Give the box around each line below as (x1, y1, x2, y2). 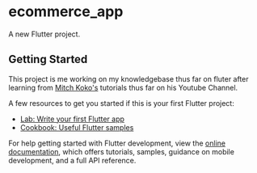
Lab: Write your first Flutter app (19, 114, 125, 124)
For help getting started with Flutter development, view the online (8, 138, 226, 148)
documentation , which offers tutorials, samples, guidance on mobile (8, 146, 234, 156)
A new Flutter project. (8, 29, 81, 39)
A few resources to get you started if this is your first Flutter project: (8, 98, 234, 108)
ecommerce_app (8, 2, 124, 21)
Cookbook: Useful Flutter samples (19, 122, 134, 132)
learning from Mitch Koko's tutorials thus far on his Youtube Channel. (8, 82, 238, 92)
